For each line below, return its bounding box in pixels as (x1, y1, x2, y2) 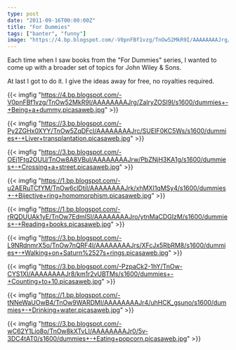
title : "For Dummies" (7, 23, 71, 30)
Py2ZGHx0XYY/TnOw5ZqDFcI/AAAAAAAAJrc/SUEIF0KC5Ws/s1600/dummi (7, 127, 227, 135)
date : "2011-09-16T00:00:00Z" (7, 17, 96, 24)
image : (7, 37, 27, 44)
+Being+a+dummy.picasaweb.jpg (7, 106, 105, 114)
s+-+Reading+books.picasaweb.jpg (7, 220, 111, 229)
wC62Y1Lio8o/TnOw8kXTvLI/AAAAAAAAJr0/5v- (7, 327, 149, 335)
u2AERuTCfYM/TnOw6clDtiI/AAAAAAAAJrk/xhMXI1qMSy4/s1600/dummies (7, 184, 226, 192)
